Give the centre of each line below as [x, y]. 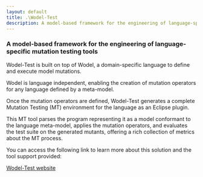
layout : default [27, 12]
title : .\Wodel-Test [32, 17]
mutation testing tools [65, 52]
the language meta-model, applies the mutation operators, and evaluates [97, 125]
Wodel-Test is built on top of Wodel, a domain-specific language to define [98, 64]
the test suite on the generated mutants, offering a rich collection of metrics [101, 132]
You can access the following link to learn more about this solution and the [99, 150]
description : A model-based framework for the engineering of [86, 23]
